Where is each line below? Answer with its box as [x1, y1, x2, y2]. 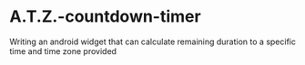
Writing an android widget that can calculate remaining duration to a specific [9, 36, 296, 47]
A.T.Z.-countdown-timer [9, 6, 202, 27]
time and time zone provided [9, 45, 117, 56]
